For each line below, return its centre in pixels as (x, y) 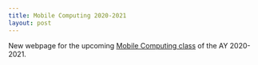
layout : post (30, 23)
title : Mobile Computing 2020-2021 (67, 15)
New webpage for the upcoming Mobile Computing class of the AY (118, 45)
